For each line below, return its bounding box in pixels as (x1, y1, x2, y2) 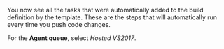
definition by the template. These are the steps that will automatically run (7, 13, 218, 21)
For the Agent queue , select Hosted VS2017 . (7, 34, 136, 42)
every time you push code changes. (7, 21, 111, 28)
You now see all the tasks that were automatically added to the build (7, 6, 204, 14)
